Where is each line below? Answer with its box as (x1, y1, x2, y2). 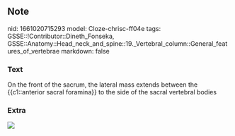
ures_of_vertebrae (7, 47, 60, 55)
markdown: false (61, 47, 110, 55)
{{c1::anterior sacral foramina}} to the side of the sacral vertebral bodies (7, 88, 217, 97)
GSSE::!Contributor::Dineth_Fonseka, (7, 32, 115, 40)
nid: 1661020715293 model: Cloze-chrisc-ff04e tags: (7, 24, 161, 32)
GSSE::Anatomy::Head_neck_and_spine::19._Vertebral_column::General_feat (7, 39, 228, 48)
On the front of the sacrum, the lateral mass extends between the (7, 80, 198, 89)
